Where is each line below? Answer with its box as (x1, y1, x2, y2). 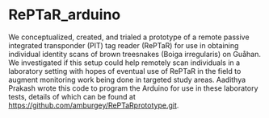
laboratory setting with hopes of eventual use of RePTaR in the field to (8, 66, 242, 75)
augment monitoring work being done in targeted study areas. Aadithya (8, 75, 246, 84)
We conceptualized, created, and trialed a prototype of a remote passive (8, 32, 250, 42)
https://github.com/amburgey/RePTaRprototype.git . (8, 100, 179, 110)
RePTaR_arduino (8, 6, 121, 24)
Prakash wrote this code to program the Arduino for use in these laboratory (8, 83, 258, 93)
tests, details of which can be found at (8, 92, 136, 101)
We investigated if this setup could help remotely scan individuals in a (8, 58, 241, 67)
